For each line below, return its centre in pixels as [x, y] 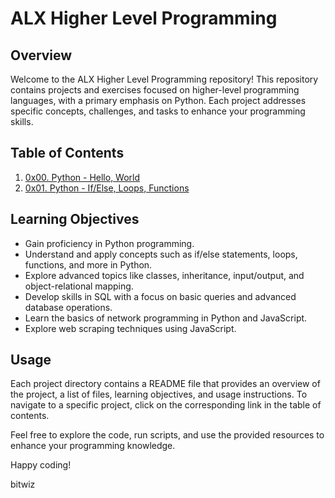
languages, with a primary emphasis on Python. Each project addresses [158, 100]
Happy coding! [41, 465]
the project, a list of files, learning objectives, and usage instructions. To [159, 394]
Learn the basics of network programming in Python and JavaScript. [166, 318]
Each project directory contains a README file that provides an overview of [165, 384]
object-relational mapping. [79, 286]
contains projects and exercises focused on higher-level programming [155, 90]
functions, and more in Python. [88, 264]
